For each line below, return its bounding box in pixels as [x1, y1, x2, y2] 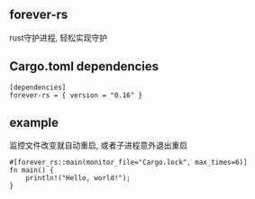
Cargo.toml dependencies [9, 59, 159, 75]
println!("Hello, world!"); [25, 174, 131, 183]
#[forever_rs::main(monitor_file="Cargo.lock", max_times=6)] [9, 158, 248, 167]
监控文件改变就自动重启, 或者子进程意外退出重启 [9, 140, 187, 151]
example [9, 115, 59, 131]
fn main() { [9, 166, 54, 175]
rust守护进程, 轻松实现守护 [9, 32, 108, 43]
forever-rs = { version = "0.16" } [9, 90, 143, 100]
